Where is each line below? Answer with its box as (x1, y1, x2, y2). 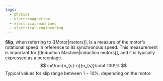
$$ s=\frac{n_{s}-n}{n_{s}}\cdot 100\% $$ (40, 63, 127, 69)
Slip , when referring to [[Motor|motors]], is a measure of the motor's (5, 39, 146, 45)
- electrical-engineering (9, 26, 64, 31)
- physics (9, 12, 30, 17)
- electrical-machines (9, 21, 57, 26)
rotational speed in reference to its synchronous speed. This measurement (5, 44, 158, 50)
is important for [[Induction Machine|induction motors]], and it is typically (5, 50, 155, 56)
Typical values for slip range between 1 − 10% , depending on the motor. (5, 70, 152, 77)
